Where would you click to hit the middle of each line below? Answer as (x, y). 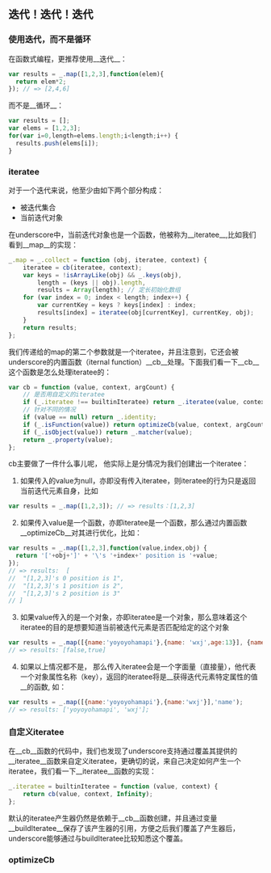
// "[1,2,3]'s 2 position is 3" (65, 593)
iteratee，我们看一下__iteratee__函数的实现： (83, 771)
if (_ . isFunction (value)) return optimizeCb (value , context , (127, 424)
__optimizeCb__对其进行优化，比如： (81, 533)
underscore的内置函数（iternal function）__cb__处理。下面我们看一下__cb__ (134, 361)
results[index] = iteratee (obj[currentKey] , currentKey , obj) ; (146, 313)
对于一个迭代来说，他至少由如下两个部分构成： (86, 190)
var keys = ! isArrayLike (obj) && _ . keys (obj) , (102, 275)
